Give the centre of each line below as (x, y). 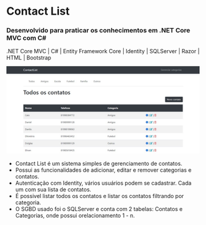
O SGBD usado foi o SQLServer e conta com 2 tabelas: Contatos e (99, 208)
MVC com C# (26, 38)
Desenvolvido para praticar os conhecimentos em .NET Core (98, 31)
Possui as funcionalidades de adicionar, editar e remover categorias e (103, 170)
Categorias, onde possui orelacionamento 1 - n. (75, 215)
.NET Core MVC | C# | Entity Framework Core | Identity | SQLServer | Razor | (103, 51)
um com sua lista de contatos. (53, 189)
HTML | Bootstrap (29, 58)
